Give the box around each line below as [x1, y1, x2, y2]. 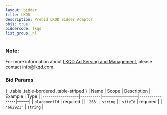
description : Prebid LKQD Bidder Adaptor [5, 17, 93, 22]
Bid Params [5, 76, 34, 83]
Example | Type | [5, 93, 40, 99]
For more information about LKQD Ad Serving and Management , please [5, 59, 153, 65]
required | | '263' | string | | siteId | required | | [62, 98, 162, 104]
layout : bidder [5, 7, 37, 13]
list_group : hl [5, 31, 37, 36]
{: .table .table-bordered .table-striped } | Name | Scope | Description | [5, 88, 151, 94]
